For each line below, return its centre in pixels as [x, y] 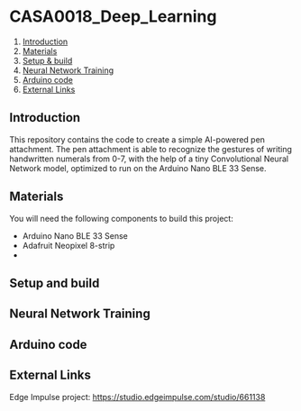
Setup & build [47, 60]
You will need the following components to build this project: [122, 218]
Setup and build [55, 283]
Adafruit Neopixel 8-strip [68, 245]
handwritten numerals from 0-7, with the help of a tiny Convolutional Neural [149, 159]
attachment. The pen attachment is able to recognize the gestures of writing [151, 149]
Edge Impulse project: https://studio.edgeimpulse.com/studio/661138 [137, 397]
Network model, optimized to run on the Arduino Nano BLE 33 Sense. [138, 168]
